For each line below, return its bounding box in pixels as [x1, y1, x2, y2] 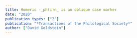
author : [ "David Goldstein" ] [5, 26, 66, 31]
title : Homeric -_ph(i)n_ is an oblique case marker [5, 7, 117, 12]
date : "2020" [5, 12, 32, 17]
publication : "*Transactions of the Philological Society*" [5, 21, 133, 26]
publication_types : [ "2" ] [5, 16, 59, 21]
